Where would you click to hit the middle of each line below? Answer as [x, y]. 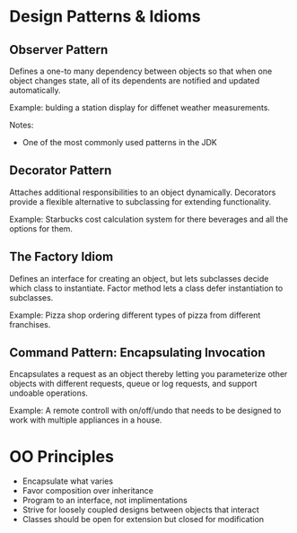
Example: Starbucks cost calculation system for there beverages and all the [149, 219]
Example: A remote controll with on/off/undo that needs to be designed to [145, 411]
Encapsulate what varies [68, 481]
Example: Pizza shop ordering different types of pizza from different [135, 315]
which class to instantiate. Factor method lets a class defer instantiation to [146, 288]
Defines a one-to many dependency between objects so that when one [141, 71]
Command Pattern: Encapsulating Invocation [138, 353]
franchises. [30, 324]
